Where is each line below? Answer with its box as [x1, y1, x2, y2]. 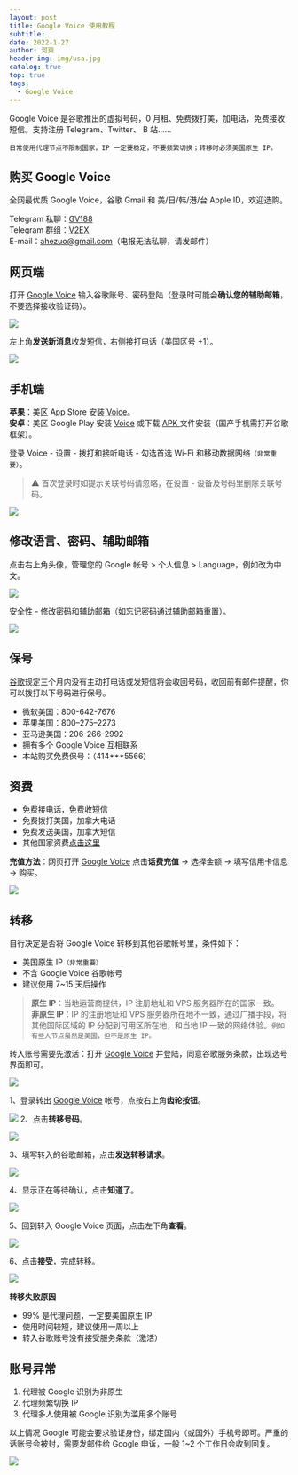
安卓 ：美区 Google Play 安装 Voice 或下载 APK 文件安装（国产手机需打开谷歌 [9, 417, 289, 428]
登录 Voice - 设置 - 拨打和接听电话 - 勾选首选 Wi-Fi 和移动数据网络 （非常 [9, 448, 271, 458]
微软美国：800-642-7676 [21, 706, 116, 717]
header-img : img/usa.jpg [9, 54, 101, 63]
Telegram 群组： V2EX [9, 225, 90, 235]
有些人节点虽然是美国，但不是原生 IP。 [30, 1032, 156, 1041]
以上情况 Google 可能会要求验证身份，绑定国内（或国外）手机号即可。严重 [9, 1427, 281, 1438]
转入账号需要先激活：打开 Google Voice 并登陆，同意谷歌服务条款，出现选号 [9, 1049, 288, 1059]
